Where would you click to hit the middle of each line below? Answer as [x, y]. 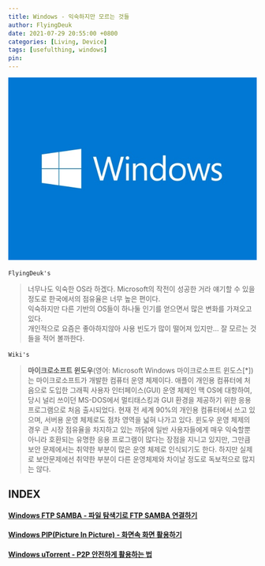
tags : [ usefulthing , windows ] [58, 50]
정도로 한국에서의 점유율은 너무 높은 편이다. [94, 298]
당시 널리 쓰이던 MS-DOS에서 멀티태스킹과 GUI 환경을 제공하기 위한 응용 [139, 399]
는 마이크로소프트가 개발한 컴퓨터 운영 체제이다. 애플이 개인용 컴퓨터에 [135, 380]
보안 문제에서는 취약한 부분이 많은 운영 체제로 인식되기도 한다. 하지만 [132, 449]
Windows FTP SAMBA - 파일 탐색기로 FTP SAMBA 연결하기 [103, 515]
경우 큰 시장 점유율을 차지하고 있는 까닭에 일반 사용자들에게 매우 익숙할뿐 [139, 429]
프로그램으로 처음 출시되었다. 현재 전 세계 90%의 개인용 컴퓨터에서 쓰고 [137, 410]
